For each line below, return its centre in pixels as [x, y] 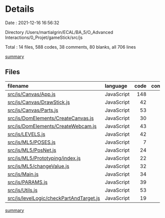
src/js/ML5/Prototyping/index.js [44, 158]
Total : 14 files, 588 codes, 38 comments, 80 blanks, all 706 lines [70, 47]
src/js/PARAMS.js [27, 182]
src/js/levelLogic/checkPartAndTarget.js [54, 198]
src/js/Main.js [23, 174]
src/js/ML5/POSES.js [32, 142]
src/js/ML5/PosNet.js [32, 150]
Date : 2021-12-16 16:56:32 [32, 23]
